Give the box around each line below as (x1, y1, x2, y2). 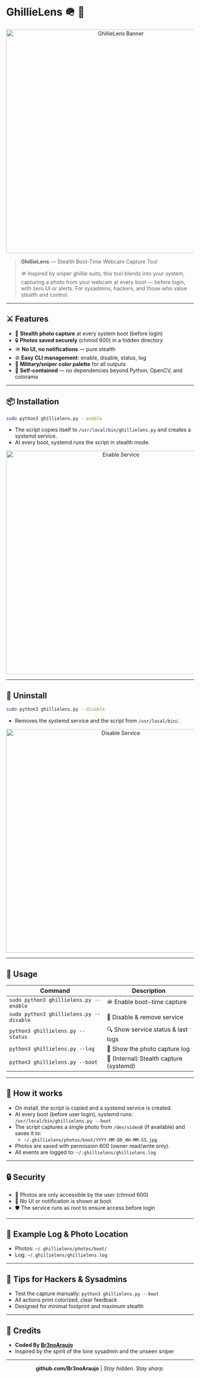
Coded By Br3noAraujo (14, 1342, 73, 1348)
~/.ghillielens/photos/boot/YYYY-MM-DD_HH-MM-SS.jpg (23, 1137, 158, 1143)
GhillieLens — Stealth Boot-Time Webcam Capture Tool (20, 258, 158, 265)
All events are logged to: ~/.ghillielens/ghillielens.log (14, 1148, 157, 1156)
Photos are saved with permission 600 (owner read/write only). (14, 1142, 170, 1149)
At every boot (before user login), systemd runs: (14, 1110, 133, 1117)
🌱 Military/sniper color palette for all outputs (14, 360, 126, 367)
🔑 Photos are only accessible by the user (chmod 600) (14, 1191, 149, 1198)
